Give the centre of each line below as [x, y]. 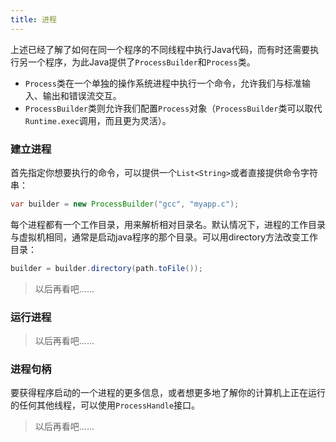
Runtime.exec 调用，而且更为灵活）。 [98, 120]
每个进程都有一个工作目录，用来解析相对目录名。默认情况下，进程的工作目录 [168, 224]
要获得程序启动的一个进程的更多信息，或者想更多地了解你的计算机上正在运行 [168, 393]
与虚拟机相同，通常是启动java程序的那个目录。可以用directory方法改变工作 [164, 237]
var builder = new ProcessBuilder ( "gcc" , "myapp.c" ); [125, 204]
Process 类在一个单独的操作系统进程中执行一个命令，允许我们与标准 [163, 83]
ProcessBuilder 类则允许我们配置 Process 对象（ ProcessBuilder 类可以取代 [173, 108]
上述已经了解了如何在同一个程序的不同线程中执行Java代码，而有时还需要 [160, 49]
